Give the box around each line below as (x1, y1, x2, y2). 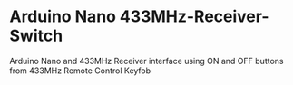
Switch (9, 25, 63, 46)
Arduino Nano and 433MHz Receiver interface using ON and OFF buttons (9, 55, 284, 66)
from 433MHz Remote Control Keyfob (9, 65, 151, 76)
